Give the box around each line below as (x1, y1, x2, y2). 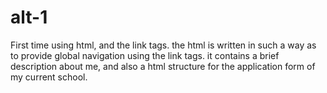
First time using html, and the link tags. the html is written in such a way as (10, 39, 317, 51)
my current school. (10, 71, 88, 83)
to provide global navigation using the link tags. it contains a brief (10, 49, 280, 61)
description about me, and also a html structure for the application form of (10, 60, 316, 72)
